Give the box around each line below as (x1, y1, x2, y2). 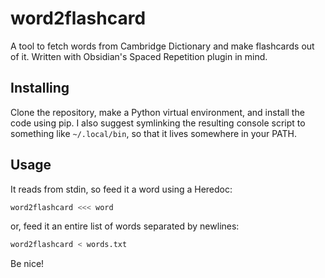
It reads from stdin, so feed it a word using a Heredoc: (10, 183, 233, 195)
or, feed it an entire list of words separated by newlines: (10, 220, 240, 232)
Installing (10, 80, 70, 97)
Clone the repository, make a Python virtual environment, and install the (10, 106, 305, 118)
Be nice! (10, 258, 45, 270)
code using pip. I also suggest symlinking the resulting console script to (10, 117, 306, 129)
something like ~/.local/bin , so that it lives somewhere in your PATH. (10, 127, 298, 139)
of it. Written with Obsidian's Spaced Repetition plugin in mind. (10, 50, 268, 62)
